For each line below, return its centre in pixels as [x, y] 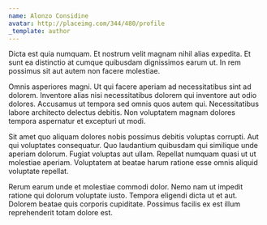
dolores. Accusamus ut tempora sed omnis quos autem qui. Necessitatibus [134, 104]
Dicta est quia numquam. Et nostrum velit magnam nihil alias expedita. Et [130, 54]
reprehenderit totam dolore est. [61, 213]
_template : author [39, 31]
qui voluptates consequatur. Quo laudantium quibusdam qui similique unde [133, 146]
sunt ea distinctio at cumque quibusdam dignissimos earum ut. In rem [125, 62]
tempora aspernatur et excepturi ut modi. [77, 121]
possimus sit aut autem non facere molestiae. [84, 71]
